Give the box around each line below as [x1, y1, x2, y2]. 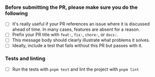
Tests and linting [5, 55, 45, 62]
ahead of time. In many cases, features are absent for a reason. [12, 26, 140, 33]
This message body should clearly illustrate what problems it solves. [12, 37, 150, 43]
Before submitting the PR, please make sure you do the [5, 4, 138, 11]
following [5, 10, 28, 17]
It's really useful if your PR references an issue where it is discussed [12, 21, 150, 27]
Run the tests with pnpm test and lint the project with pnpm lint [12, 66, 139, 72]
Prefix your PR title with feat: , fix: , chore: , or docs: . [12, 32, 118, 38]
